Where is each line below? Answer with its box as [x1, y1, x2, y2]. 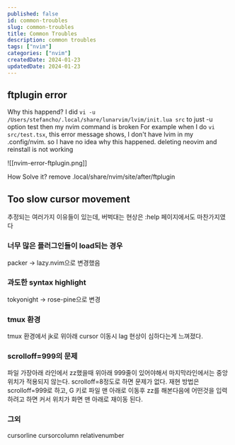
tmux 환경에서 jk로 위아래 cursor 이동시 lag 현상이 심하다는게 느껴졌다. [7, 332, 203, 340]
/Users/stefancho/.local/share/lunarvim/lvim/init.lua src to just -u [7, 115, 213, 124]
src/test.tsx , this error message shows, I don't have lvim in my [7, 130, 193, 138]
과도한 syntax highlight [7, 278, 86, 287]
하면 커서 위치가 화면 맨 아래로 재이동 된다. [25, 395, 144, 403]
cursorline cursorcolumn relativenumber [7, 431, 125, 439]
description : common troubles [7, 37, 97, 44]
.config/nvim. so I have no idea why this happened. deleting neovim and [7, 138, 217, 146]
